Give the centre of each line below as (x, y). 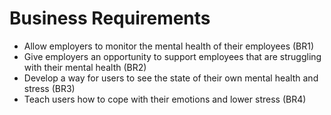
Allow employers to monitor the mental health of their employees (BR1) (169, 46)
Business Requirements (110, 18)
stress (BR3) (49, 88)
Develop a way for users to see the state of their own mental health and (171, 78)
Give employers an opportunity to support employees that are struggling (172, 56)
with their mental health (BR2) (85, 67)
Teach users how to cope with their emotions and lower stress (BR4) (165, 99)
